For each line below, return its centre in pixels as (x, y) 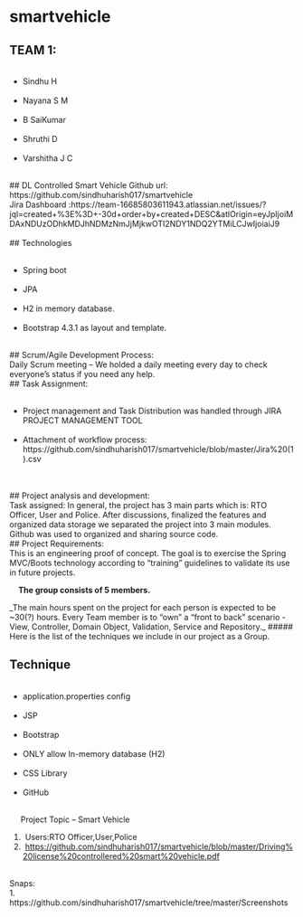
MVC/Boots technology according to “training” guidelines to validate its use (150, 563)
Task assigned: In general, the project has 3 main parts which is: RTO (138, 505)
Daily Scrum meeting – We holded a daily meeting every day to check (139, 364)
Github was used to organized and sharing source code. (114, 534)
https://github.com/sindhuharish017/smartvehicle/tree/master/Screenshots (149, 903)
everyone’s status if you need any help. (82, 374)
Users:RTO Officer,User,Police (81, 837)
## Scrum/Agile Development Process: (81, 355)
